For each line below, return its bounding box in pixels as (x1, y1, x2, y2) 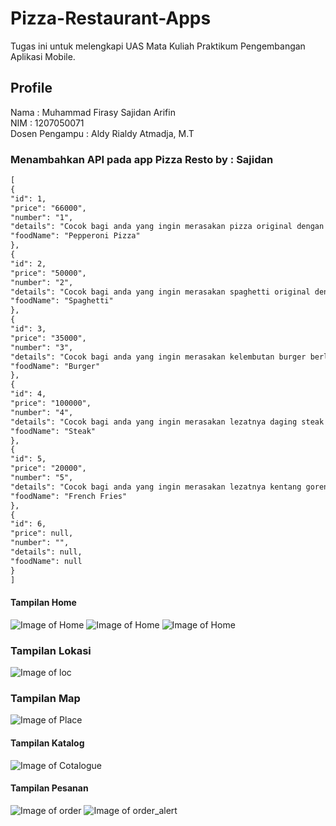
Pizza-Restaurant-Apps (10, 7, 212, 30)
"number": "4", (10, 407, 74, 417)
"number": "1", (10, 212, 74, 222)
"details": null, (10, 547, 83, 557)
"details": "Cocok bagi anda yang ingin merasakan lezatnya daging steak (10, 417, 325, 427)
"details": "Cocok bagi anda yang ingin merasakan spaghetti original (10, 287, 311, 297)
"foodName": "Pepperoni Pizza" (10, 231, 141, 241)
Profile (10, 80, 53, 97)
